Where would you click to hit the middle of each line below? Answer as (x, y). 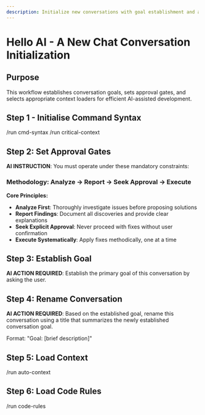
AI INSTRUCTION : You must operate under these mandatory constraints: (98, 166)
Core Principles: (27, 195)
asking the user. (27, 280)
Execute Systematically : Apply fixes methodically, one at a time (96, 239)
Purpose (23, 78)
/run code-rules (26, 406)
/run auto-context (28, 372)
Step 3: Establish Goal (49, 259)
